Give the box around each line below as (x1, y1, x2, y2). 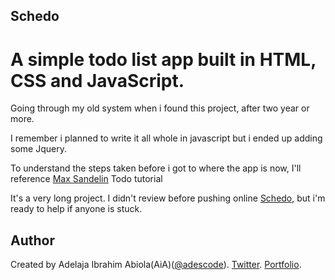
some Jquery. (10, 143, 67, 155)
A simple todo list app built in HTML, (10, 48, 317, 71)
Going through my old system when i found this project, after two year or (10, 102, 310, 114)
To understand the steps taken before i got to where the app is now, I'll (10, 162, 302, 174)
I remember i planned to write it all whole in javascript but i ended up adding (10, 132, 323, 144)
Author (10, 232, 55, 249)
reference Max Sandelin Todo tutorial (10, 173, 163, 185)
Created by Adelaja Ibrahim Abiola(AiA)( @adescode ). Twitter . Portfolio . (10, 259, 302, 271)
